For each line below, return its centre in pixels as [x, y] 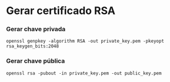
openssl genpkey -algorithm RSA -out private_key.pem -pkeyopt [85, 41]
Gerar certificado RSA [61, 11]
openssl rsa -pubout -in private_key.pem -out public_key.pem [84, 73]
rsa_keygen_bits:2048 [33, 46]
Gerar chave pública [36, 61]
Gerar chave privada [36, 29]
